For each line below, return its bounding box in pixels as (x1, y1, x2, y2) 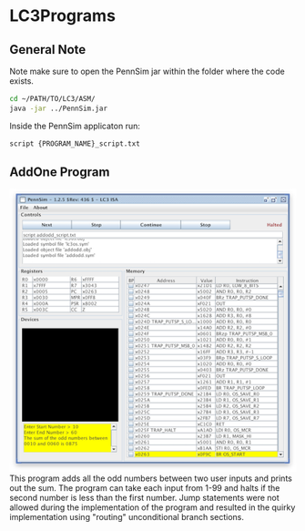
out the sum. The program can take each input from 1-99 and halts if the (9, 483, 280, 494)
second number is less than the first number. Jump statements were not (9, 493, 280, 504)
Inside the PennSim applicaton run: (9, 120, 141, 131)
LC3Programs (9, 5, 117, 26)
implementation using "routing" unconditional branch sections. (9, 512, 244, 523)
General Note (9, 42, 86, 57)
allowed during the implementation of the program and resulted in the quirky (9, 502, 296, 513)
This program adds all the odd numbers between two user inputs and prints (9, 473, 293, 484)
